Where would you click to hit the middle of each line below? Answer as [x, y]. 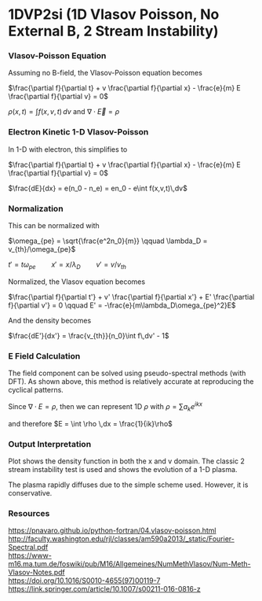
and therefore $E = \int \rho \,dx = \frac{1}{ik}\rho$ [90, 423]
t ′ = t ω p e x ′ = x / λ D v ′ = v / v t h [67, 265]
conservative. [30, 492]
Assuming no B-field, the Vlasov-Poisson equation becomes [105, 73]
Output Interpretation [50, 444]
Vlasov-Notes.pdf [36, 573]
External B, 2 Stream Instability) [113, 31]
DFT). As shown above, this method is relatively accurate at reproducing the [131, 382]
